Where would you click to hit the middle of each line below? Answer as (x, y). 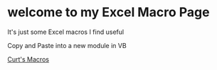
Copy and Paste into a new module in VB (67, 45)
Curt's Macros (28, 59)
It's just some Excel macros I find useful (66, 32)
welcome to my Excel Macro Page (108, 12)
